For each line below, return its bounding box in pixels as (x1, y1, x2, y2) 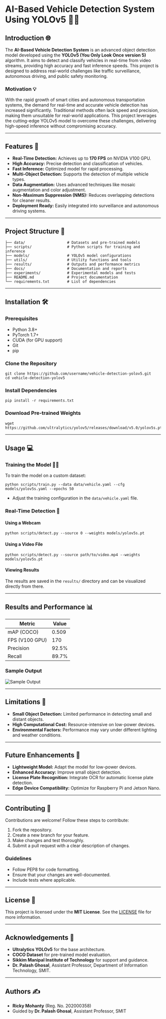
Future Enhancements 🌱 (5, 751, 81, 759)
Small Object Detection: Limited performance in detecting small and (12, 711, 152, 717)
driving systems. (12, 208, 46, 214)
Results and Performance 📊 (5, 603, 93, 612)
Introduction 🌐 (5, 34, 51, 42)
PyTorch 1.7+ (12, 332, 39, 338)
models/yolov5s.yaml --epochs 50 (5, 487, 74, 492)
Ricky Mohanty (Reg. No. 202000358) (12, 1003, 91, 1009)
